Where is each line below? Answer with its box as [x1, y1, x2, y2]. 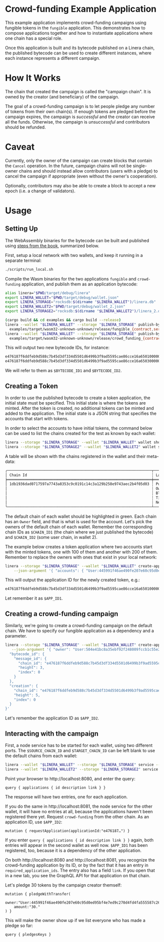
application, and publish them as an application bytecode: [21, 281, 138, 287]
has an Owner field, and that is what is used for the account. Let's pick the [5, 518, 152, 524]
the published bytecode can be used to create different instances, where [5, 50, 152, 56]
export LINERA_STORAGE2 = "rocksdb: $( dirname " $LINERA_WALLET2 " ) [5, 309, 137, 314]
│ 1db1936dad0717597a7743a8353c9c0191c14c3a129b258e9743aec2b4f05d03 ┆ [5, 482, 154, 486]
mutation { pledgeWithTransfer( [5, 891, 71, 896]
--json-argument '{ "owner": [11, 647, 71, 652]
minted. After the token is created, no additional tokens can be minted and [5, 406, 154, 411]
